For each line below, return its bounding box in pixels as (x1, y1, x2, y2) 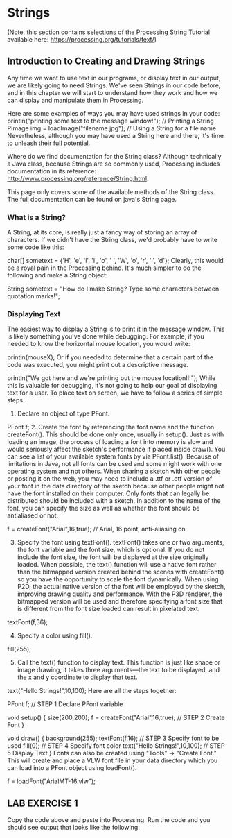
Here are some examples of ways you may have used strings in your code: (7, 109, 220, 117)
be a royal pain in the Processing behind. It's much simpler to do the (7, 264, 202, 272)
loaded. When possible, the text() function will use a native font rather (17, 561, 217, 569)
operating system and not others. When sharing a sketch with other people (7, 467, 221, 476)
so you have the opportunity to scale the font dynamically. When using (17, 575, 220, 583)
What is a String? (7, 212, 66, 222)
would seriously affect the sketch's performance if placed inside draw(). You (7, 445, 226, 454)
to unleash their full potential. (7, 139, 91, 147)
